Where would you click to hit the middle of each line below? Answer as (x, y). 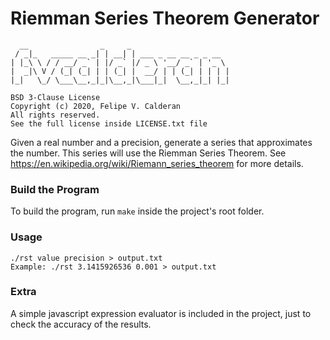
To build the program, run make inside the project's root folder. (137, 211)
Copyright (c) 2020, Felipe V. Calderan (96, 106)
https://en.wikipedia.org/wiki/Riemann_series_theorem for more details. (157, 163)
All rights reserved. (55, 115)
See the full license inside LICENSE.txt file (109, 123)
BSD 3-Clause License (55, 97)
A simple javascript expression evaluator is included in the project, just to (161, 313)
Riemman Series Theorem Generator (165, 18)
